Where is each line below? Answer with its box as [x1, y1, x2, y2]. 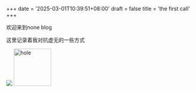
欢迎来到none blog [6, 24, 52, 30]
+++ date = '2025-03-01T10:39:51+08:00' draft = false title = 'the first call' [6, 5, 190, 12]
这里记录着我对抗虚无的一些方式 [6, 36, 85, 44]
